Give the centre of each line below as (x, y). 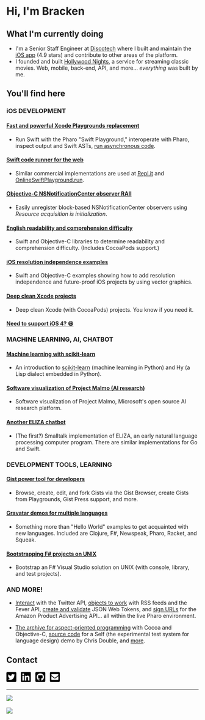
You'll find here (36, 94)
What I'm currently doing (55, 34)
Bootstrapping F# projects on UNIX (52, 554)
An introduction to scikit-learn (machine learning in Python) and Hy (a (103, 367)
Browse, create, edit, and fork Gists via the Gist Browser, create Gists (102, 493)
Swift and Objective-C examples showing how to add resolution (95, 276)
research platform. (38, 408)
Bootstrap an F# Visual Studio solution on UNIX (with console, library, (102, 567)
